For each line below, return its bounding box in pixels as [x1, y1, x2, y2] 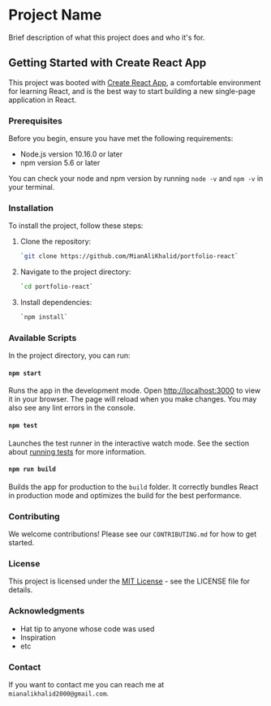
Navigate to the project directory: [19, 267, 131, 277]
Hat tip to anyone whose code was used [19, 623, 155, 634]
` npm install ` [19, 313, 68, 321]
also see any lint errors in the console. [8, 403, 136, 413]
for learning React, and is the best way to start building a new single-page [8, 86, 256, 96]
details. [8, 585, 33, 595]
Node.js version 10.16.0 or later [19, 149, 123, 159]
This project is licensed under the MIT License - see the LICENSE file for [8, 576, 250, 586]
